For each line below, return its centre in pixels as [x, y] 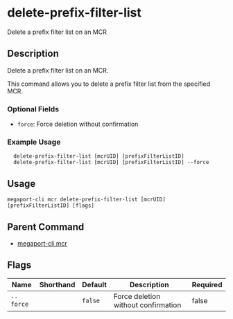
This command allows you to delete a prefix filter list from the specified [109, 84]
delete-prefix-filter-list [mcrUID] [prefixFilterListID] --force [111, 163]
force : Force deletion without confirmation [78, 124]
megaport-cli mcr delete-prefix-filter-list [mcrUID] [87, 200]
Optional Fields [33, 109]
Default [95, 284]
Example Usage [34, 142]
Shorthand [57, 284]
